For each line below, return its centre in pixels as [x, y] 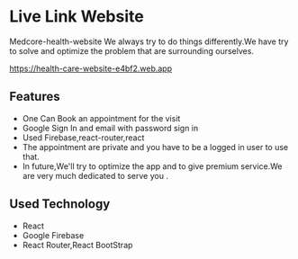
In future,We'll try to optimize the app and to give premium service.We [152, 166]
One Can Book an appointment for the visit [101, 118]
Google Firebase [53, 235]
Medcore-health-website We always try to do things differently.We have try [149, 41]
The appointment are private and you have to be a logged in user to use [155, 147]
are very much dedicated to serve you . [95, 175]
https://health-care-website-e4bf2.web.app [91, 68]
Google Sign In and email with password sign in [110, 128]
